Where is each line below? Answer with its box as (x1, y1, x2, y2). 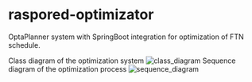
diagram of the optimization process (8, 64, 127, 73)
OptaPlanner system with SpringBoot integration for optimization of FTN (8, 32, 244, 41)
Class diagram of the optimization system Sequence (8, 56, 236, 65)
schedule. (8, 40, 41, 49)
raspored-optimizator (8, 6, 154, 24)
